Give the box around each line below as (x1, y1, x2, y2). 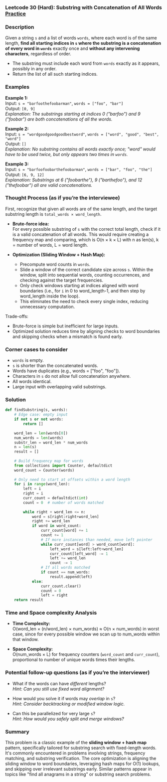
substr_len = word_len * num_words (14, 440, 88, 445)
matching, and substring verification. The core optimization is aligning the (5, 756, 157, 762)
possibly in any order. (12, 66, 57, 72)
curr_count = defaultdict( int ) (23, 495, 88, 501)
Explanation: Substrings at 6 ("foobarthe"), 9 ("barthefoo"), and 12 (5, 176, 143, 183)
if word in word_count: (31, 523, 81, 528)
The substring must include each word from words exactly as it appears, (12, 60, 160, 66)
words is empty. (12, 357, 44, 363)
